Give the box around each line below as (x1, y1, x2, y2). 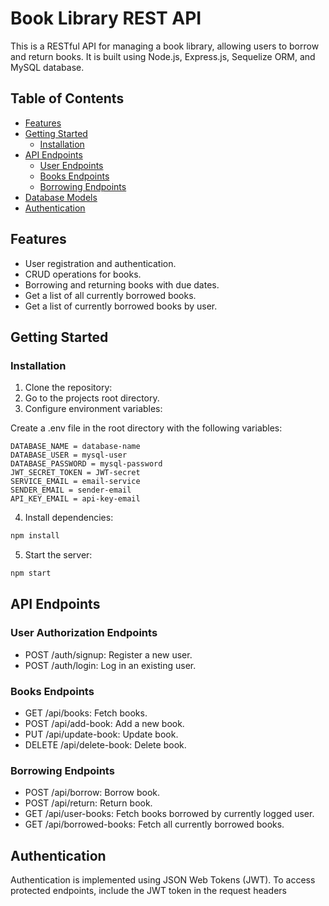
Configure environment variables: (24, 403, 163, 415)
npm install (10, 531, 60, 541)
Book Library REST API (10, 7, 202, 30)
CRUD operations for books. (24, 268, 142, 280)
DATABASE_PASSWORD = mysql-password (10, 459, 163, 469)
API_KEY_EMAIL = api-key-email (10, 494, 141, 504)
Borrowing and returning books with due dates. (24, 278, 220, 291)
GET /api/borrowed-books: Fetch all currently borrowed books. (24, 818, 285, 831)
